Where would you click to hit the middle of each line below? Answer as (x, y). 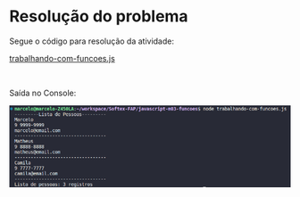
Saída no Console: (43, 93)
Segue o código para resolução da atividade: (92, 41)
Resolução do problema (99, 16)
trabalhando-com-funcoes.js (62, 58)
